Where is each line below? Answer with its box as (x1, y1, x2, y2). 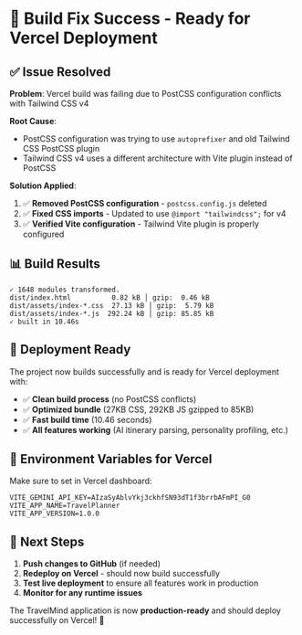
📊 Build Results (9, 256, 100, 272)
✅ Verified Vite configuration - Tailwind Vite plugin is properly (22, 218, 260, 229)
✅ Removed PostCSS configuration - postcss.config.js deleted (22, 198, 267, 208)
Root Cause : (9, 116, 57, 126)
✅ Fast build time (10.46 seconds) (22, 414, 152, 425)
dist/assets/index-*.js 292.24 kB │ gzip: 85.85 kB (9, 309, 214, 318)
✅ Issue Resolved (9, 64, 111, 79)
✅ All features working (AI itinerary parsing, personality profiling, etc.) (22, 424, 289, 435)
